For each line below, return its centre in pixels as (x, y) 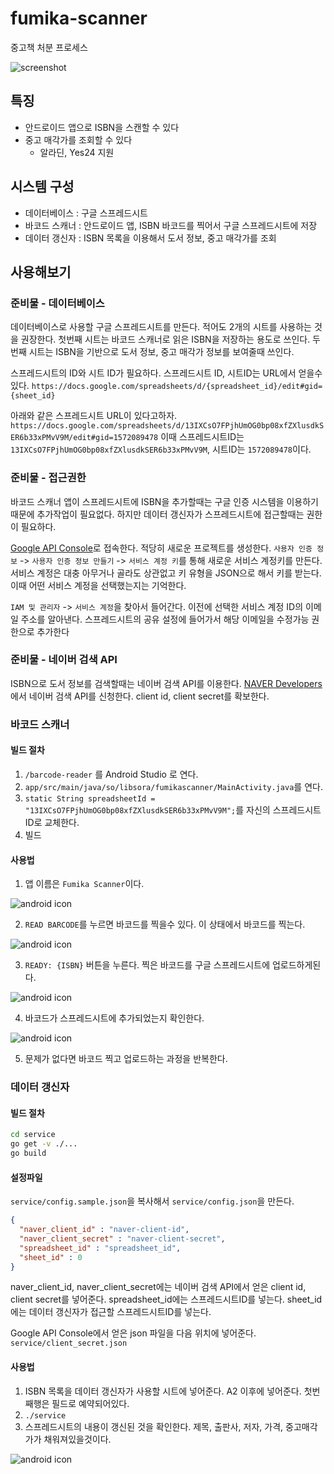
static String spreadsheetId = (90, 798)
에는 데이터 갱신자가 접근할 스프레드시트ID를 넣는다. (111, 1312)
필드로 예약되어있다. (90, 1403)
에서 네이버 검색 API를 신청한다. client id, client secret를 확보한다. (140, 696)
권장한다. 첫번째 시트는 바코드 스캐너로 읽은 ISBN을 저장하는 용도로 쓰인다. (165, 339)
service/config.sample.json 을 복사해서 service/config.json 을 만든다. (152, 1201)
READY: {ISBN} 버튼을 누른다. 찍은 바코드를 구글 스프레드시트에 (147, 965)
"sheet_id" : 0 (51, 1257)
